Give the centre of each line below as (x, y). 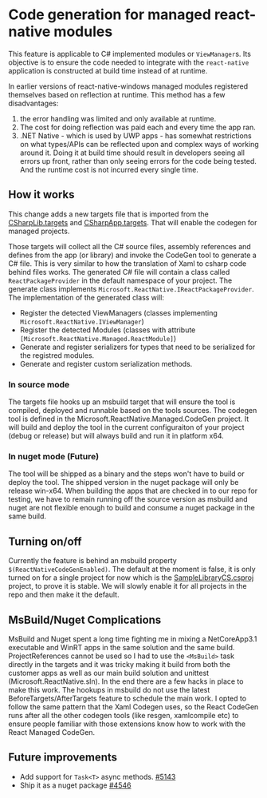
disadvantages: (33, 103)
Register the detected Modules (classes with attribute (108, 330)
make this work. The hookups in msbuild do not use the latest (109, 689)
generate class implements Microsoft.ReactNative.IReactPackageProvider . (131, 288)
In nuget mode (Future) (54, 456)
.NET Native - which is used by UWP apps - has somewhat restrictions (136, 135)
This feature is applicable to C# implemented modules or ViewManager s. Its (130, 54)
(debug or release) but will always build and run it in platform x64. (116, 436)
